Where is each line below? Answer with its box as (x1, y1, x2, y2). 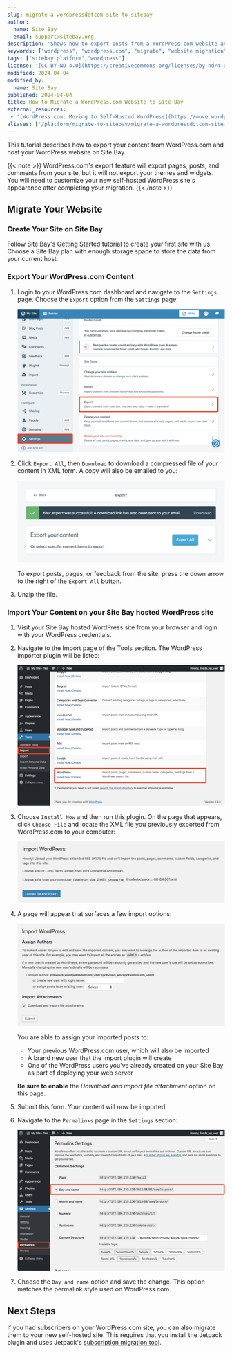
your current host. (7, 255, 59, 263)
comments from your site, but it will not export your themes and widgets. (7, 168, 214, 177)
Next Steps (7, 1305, 56, 1317)
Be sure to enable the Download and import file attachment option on (17, 1082, 216, 1091)
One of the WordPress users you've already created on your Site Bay (27, 1061, 224, 1070)
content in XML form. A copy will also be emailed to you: (17, 466, 178, 474)
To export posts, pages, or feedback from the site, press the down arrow (17, 569, 224, 577)
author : (7, 18, 30, 26)
